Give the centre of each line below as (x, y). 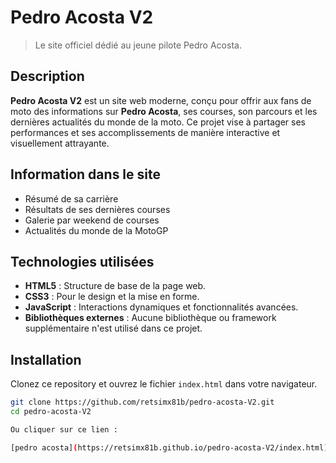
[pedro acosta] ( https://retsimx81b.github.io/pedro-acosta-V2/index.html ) (169, 447)
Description (47, 76)
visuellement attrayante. (60, 143)
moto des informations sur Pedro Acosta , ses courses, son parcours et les (164, 111)
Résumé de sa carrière (71, 198)
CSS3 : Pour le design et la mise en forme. (112, 297)
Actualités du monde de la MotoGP (96, 230)
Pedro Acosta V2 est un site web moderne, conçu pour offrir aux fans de (161, 100)
